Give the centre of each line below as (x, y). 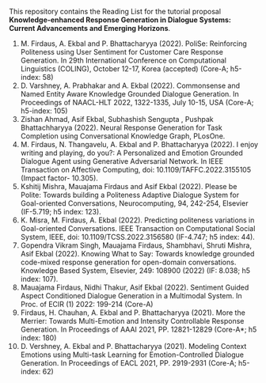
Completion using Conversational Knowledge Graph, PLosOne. (123, 136)
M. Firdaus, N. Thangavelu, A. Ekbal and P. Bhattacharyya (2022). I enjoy (139, 144)
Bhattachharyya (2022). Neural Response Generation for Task (121, 127)
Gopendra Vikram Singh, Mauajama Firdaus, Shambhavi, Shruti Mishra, (136, 245)
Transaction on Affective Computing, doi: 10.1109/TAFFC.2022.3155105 (136, 170)
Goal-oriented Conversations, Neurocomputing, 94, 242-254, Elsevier (134, 203)
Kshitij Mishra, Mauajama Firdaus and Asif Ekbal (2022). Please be (129, 186)
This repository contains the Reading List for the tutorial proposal (115, 11)
